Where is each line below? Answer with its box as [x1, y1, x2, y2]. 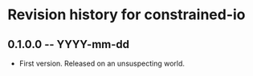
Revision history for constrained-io [7, 6, 246, 24]
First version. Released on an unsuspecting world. [18, 58, 186, 68]
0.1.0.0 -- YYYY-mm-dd [7, 38, 130, 51]
